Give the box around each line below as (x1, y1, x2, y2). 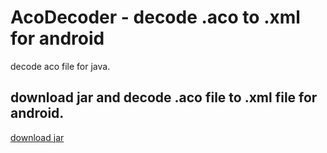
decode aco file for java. (10, 60, 111, 72)
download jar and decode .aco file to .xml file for (10, 89, 318, 106)
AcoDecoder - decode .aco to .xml (10, 6, 301, 29)
